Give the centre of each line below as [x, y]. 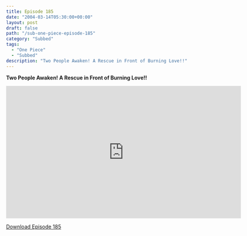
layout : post [22, 22]
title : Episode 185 [30, 11]
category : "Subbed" [30, 39]
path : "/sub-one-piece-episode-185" [51, 34]
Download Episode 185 [34, 227]
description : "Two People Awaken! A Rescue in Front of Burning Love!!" [97, 61]
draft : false [22, 28]
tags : [13, 45]
